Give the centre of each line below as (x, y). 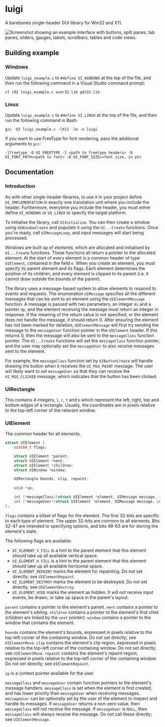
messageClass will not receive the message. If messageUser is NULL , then (76, 709)
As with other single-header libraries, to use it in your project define (74, 197)
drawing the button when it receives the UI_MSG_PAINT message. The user (79, 366)
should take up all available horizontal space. (58, 566)
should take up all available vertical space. (55, 556)
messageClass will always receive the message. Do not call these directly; (79, 714)
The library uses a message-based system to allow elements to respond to (81, 288)
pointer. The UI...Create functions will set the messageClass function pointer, (82, 340)
